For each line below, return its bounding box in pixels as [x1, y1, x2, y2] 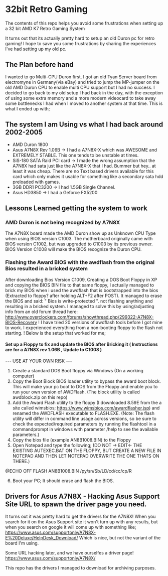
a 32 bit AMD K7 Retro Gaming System [5, 25, 85, 31]
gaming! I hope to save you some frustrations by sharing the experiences [5, 40, 156, 46]
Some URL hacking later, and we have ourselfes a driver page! [5, 549, 134, 555]
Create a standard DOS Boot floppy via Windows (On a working [12, 367, 144, 373]
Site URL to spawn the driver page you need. [5, 500, 147, 509]
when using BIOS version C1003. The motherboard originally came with [5, 236, 153, 242]
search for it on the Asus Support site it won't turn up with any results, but [5, 518, 158, 525]
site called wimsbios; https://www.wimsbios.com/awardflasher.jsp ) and [12, 405, 160, 411]
